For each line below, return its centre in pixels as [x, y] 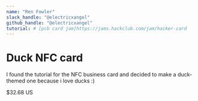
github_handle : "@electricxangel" [50, 23]
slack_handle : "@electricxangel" [48, 17]
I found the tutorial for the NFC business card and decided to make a [91, 75]
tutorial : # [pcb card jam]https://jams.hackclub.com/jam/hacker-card [97, 28]
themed [16, 81]
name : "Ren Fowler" [31, 12]
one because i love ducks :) [60, 81]
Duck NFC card [45, 58]
